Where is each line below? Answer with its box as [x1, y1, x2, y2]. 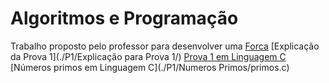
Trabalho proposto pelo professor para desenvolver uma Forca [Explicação [10, 40, 320, 52]
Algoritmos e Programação [10, 7, 239, 30]
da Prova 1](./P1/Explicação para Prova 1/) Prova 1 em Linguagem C [10, 50, 287, 62]
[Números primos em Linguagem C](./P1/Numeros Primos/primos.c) [10, 61, 290, 73]
